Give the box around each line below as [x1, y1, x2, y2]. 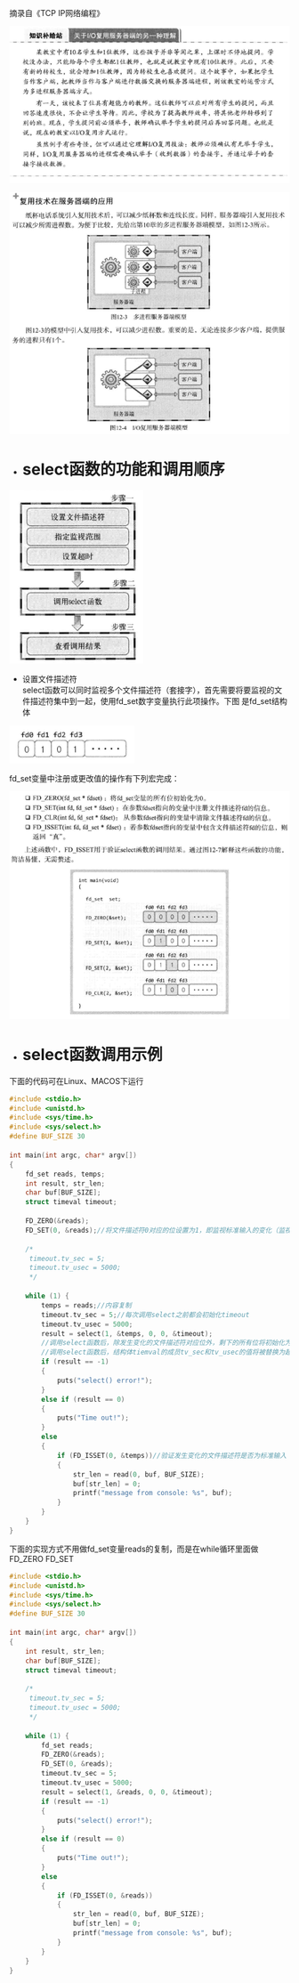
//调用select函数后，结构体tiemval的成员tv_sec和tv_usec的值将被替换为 [41, 1348, 286, 1357]
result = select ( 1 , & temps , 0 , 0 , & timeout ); [41, 1329, 214, 1338]
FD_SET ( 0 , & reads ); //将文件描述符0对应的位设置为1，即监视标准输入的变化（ [25, 1226, 279, 1234]
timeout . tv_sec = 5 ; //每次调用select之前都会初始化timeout [41, 1310, 250, 1319]
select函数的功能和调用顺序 [21, 459, 225, 479]
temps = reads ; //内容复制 [41, 1300, 132, 1310]
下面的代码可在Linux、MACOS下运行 [9, 1075, 144, 1086]
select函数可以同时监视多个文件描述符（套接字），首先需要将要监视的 [21, 684, 275, 695]
